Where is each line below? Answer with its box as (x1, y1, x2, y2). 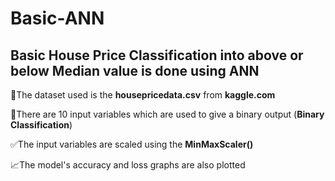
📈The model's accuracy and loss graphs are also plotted (10, 159, 246, 171)
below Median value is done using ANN (10, 62, 260, 79)
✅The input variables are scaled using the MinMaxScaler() (10, 138, 254, 150)
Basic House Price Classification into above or (10, 47, 304, 64)
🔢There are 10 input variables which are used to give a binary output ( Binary (10, 108, 325, 120)
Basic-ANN (10, 7, 105, 30)
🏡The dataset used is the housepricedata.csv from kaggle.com (10, 89, 276, 101)
